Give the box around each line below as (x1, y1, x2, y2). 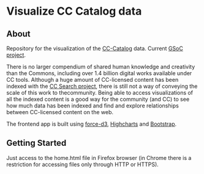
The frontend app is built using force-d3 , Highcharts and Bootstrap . (6, 120, 177, 128)
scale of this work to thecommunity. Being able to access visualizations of (6, 89, 194, 96)
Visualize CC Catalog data (6, 4, 142, 18)
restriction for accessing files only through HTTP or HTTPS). (6, 161, 159, 168)
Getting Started (6, 138, 67, 148)
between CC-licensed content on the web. (6, 109, 114, 115)
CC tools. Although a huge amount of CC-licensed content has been (6, 76, 179, 83)
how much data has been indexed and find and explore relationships (6, 102, 179, 109)
